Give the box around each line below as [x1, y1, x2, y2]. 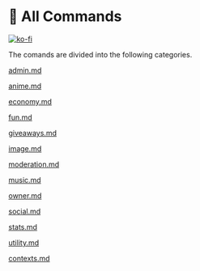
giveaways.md [8, 128, 57, 138]
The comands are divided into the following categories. [8, 49, 193, 59]
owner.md [8, 190, 42, 201]
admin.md [8, 65, 42, 75]
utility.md [8, 238, 40, 248]
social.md [8, 206, 41, 216]
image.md [8, 143, 42, 153]
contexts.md [8, 253, 50, 263]
